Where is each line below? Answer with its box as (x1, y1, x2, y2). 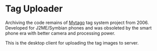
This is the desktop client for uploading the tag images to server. (5, 39, 139, 45)
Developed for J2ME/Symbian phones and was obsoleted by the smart (5, 24, 152, 30)
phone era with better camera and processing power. (5, 30, 116, 36)
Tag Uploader (5, 3, 63, 14)
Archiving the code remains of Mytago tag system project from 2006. (5, 19, 149, 25)
